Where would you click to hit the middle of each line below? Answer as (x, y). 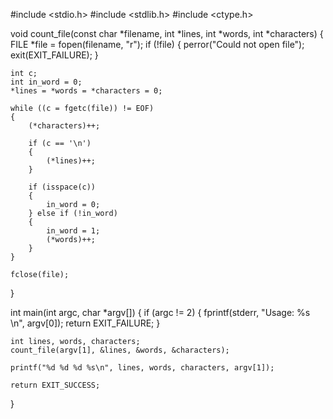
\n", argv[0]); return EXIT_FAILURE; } (85, 323)
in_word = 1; (73, 231)
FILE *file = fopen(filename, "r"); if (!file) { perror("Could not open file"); (157, 44)
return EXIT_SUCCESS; (55, 385)
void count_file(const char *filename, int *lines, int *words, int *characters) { (167, 33)
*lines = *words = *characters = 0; (86, 91)
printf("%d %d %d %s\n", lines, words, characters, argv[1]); (142, 368)
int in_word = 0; (46, 82)
